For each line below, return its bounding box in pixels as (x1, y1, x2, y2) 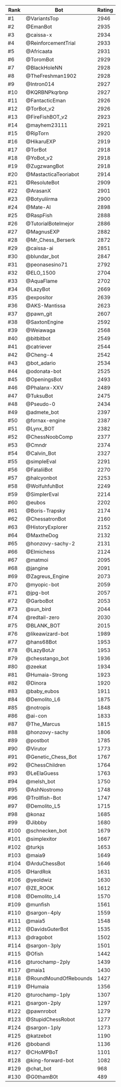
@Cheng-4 (26, 351, 53, 358)
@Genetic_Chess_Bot (26, 753, 77, 760)
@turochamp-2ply (26, 959, 71, 965)
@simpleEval (26, 458, 56, 465)
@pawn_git (26, 310, 52, 317)
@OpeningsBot (26, 376, 62, 383)
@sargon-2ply (26, 1000, 62, 1006)
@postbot (26, 737, 49, 744)
